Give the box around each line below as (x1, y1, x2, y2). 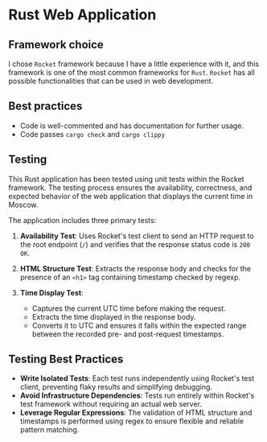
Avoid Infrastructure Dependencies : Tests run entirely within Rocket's (19, 390, 255, 400)
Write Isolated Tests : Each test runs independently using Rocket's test (19, 374, 255, 383)
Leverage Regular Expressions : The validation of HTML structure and (19, 408, 253, 418)
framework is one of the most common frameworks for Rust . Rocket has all (8, 68, 255, 77)
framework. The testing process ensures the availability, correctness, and (8, 183, 253, 192)
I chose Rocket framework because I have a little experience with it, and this (8, 59, 260, 68)
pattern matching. (19, 425, 80, 435)
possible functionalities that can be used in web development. (8, 76, 214, 85)
